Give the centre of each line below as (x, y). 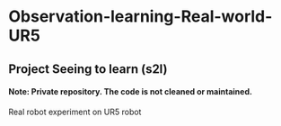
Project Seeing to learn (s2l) (88, 69)
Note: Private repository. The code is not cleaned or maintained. (131, 92)
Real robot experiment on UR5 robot (75, 112)
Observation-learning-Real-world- (140, 17)
